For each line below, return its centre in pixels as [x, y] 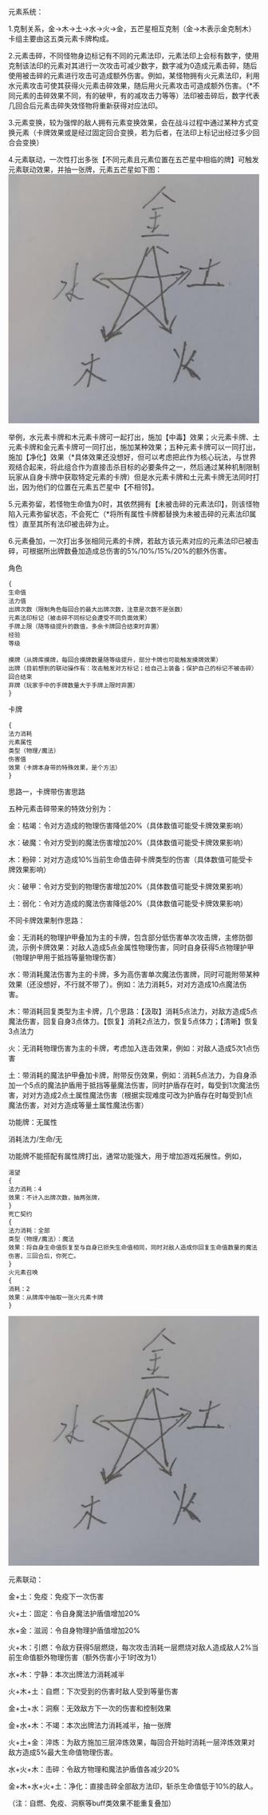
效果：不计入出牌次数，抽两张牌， [56, 1198]
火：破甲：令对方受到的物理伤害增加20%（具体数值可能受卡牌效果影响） [128, 887]
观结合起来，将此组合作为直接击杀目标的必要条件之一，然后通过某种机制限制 [134, 467]
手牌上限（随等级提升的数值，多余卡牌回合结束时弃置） [86, 627]
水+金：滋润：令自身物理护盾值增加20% [75, 1630]
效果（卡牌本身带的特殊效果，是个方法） [65, 768]
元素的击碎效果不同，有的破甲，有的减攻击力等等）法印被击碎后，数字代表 [137, 95]
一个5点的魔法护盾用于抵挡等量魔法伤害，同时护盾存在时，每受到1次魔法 [134, 1086]
